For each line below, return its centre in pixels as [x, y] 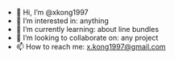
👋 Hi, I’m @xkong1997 [52, 12]
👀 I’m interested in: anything [62, 21]
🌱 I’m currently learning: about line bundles [87, 29]
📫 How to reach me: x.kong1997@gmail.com [91, 47]
